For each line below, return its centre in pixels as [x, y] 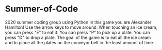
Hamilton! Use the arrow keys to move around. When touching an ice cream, [81, 27]
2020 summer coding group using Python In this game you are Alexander [78, 22]
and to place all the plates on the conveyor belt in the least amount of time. [80, 42]
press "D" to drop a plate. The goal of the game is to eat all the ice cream [78, 37]
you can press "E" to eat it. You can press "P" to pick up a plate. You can [78, 32]
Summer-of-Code [42, 9]
